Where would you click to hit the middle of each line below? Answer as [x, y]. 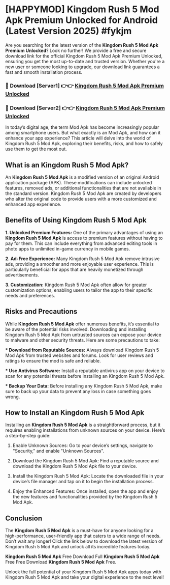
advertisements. [22, 275]
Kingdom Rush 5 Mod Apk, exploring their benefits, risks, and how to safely [84, 144]
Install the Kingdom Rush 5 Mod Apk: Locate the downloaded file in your [88, 476]
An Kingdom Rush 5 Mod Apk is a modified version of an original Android [82, 177]
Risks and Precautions [41, 312]
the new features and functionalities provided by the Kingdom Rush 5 [85, 497]
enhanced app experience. [33, 204]
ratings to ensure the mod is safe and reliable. [53, 360]
